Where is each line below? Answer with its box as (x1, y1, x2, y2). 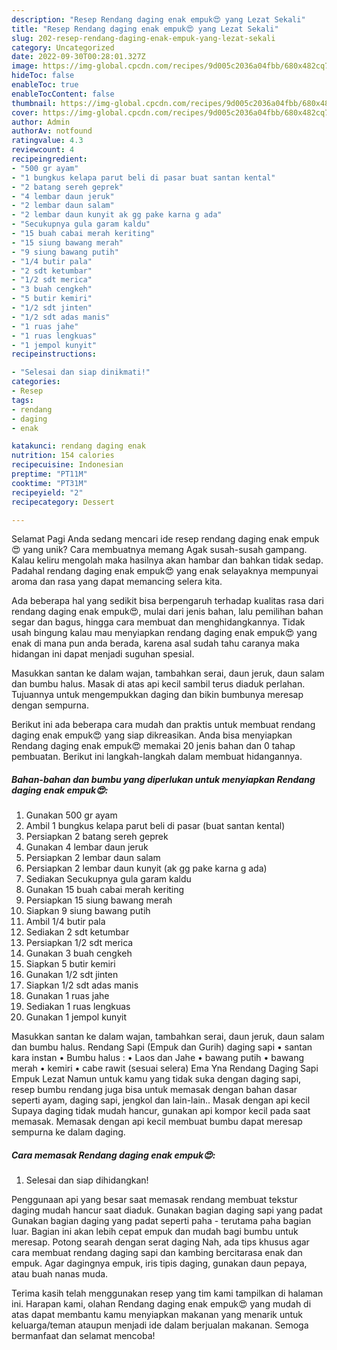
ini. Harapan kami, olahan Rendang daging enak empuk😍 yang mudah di (11, 1298, 312, 1310)
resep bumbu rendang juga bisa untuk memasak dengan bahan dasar (11, 1084, 298, 1096)
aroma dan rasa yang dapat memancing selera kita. (11, 576, 223, 588)
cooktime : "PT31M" (11, 478, 88, 488)
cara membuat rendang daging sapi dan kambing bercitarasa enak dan (11, 1247, 303, 1259)
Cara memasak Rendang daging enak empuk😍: (11, 1149, 216, 1161)
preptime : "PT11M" (11, 469, 88, 479)
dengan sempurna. (11, 699, 89, 711)
